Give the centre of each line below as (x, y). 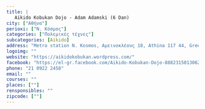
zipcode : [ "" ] (24, 96)
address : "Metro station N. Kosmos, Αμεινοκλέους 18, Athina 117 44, (97, 46)
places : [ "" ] (23, 85)
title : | (17, 12)
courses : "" (21, 79)
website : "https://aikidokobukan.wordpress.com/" (71, 57)
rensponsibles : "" (30, 91)
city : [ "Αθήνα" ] (27, 23)
